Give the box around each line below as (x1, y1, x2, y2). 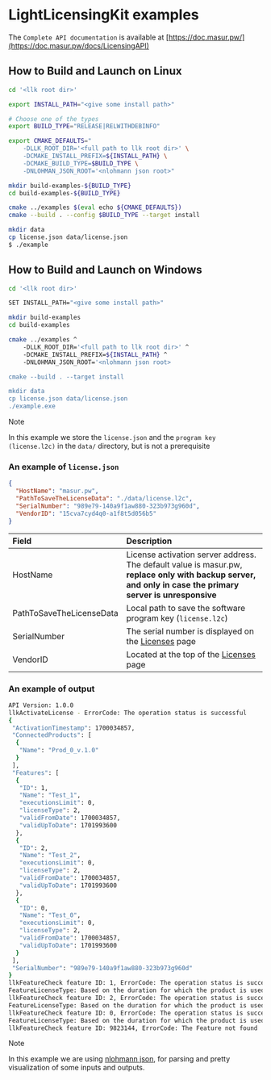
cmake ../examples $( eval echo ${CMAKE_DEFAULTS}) (8, 203, 182, 211)
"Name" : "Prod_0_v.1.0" (19, 747, 99, 755)
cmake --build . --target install (8, 373, 125, 381)
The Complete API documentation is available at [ (8, 32, 169, 42)
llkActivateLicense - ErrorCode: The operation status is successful (8, 709, 248, 717)
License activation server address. (126, 549, 256, 560)
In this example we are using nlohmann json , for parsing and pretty (8, 1054, 231, 1064)
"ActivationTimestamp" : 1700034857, (11, 724, 135, 732)
